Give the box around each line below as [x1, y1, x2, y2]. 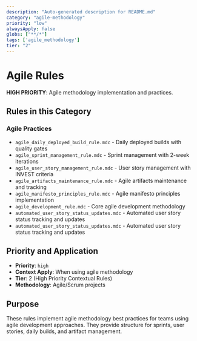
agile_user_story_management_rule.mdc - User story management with [15, 164, 191, 171]
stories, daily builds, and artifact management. [6, 328, 122, 335]
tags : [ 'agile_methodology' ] [6, 37, 80, 43]
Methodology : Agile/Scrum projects [15, 281, 106, 288]
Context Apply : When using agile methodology [15, 268, 133, 276]
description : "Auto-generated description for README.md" [6, 8, 156, 15]
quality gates [15, 145, 48, 152]
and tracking [15, 183, 47, 191]
